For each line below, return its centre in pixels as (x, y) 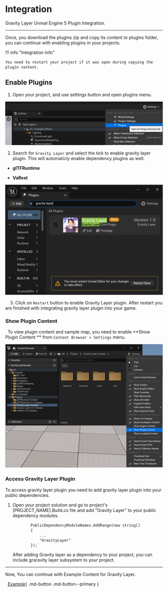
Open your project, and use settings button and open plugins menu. (82, 94)
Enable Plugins (29, 83)
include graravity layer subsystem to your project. (63, 560)
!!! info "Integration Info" (30, 52)
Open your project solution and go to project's (60, 505)
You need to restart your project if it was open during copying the (79, 62)
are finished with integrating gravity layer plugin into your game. (71, 308)
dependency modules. (35, 515)
